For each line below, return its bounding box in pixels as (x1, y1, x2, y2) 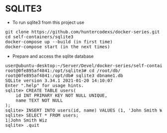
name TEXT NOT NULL (15, 97, 63, 103)
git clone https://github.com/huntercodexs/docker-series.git (5, 29, 160, 35)
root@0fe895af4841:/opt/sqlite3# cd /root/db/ (5, 67, 121, 73)
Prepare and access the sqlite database (12, 53, 94, 59)
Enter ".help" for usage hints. (5, 82, 84, 88)
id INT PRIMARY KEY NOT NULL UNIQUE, (15, 92, 108, 98)
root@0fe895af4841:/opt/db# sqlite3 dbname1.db (5, 72, 123, 78)
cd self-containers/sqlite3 (5, 34, 74, 40)
